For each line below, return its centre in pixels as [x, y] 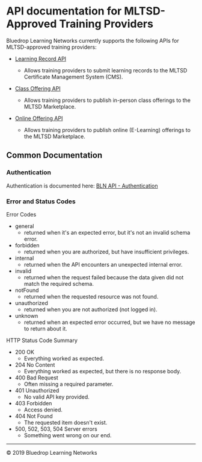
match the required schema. [59, 283]
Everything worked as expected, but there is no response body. [103, 371]
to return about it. [45, 328]
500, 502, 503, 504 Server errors [56, 429]
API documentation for [64, 11]
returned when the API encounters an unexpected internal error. [103, 264]
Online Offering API [39, 118]
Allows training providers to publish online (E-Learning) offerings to [107, 130]
